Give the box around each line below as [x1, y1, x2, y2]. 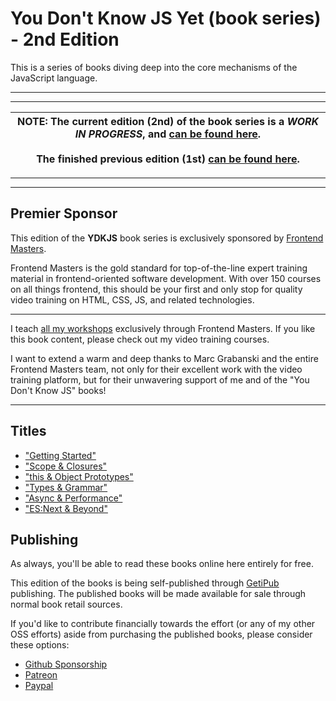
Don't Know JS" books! [10, 384, 107, 396]
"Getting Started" [24, 449, 97, 461]
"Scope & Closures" [24, 460, 108, 472]
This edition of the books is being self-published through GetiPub [10, 577, 280, 589]
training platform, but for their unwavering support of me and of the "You [10, 373, 310, 386]
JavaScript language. [10, 72, 98, 84]
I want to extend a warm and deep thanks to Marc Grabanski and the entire [10, 352, 319, 364]
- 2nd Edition [10, 28, 120, 51]
